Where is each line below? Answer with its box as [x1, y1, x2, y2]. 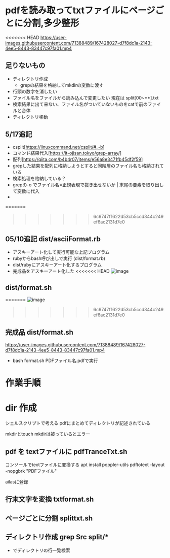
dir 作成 [5, 402, 37, 414]
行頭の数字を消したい [12, 88, 57, 94]
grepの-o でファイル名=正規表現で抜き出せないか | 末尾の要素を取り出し [12, 181, 164, 188]
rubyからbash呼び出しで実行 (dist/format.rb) [12, 255, 105, 261]
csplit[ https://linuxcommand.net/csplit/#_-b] [12, 144, 105, 150]
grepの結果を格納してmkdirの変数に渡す [20, 82, 104, 88]
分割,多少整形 [23, 17, 79, 29]
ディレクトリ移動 [12, 114, 48, 120]
